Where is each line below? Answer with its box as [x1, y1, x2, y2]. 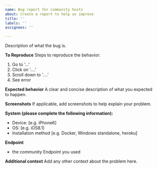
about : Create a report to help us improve [5, 12, 94, 17]
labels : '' [5, 20, 27, 26]
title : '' [5, 16, 25, 21]
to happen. [5, 92, 27, 98]
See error [12, 77, 31, 83]
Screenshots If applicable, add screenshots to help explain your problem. [5, 101, 152, 107]
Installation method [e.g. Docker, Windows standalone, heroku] [12, 130, 138, 136]
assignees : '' [5, 25, 34, 30]
